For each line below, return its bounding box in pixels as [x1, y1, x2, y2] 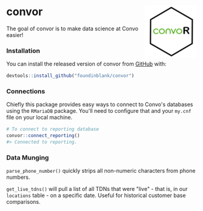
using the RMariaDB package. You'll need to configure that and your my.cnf [6, 107, 191, 115]
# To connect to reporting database [6, 126, 99, 132]
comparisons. [6, 198, 41, 206]
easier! [6, 31, 24, 38]
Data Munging [6, 153, 49, 162]
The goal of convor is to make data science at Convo [6, 25, 139, 32]
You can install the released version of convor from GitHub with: [6, 60, 167, 68]
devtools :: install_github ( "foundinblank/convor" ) [6, 73, 135, 79]
